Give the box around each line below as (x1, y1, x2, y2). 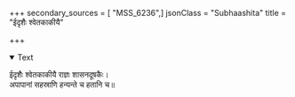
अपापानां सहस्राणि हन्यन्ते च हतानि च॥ (9, 79, 116, 90)
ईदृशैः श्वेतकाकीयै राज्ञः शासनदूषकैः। (9, 69, 109, 79)
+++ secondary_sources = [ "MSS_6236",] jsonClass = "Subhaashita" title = (9, 8, 287, 18)
